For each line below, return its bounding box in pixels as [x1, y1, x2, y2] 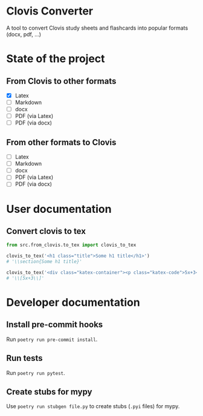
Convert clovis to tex [6, 226, 86, 236]
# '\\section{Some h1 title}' [6, 259, 83, 265]
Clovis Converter [6, 4, 94, 18]
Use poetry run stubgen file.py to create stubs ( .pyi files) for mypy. [6, 403, 180, 410]
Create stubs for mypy [6, 386, 92, 397]
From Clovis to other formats [6, 76, 117, 86]
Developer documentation [6, 295, 140, 309]
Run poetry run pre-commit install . [6, 336, 98, 343]
